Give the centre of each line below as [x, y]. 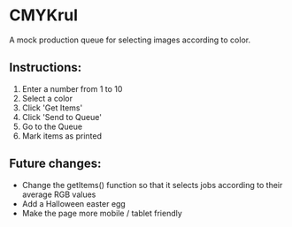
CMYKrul [43, 15]
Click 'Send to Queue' [61, 117]
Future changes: [55, 164]
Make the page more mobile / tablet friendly [102, 213]
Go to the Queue [52, 126]
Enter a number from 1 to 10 [72, 88]
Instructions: [46, 68]
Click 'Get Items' [52, 108]
